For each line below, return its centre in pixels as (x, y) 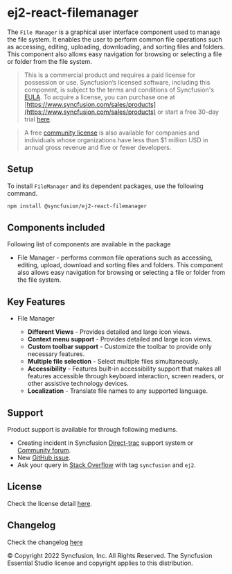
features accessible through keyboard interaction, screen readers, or (126, 376)
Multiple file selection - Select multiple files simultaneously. (114, 362)
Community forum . (44, 450)
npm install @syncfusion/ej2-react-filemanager (77, 206)
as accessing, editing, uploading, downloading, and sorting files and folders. (116, 47)
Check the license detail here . (50, 503)
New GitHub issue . (44, 458)
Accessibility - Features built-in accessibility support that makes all (124, 369)
